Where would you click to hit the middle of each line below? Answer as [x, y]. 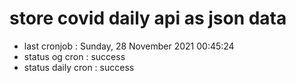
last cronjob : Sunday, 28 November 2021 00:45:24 [129, 46]
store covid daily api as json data [148, 18]
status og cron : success [74, 56]
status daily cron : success [79, 67]
